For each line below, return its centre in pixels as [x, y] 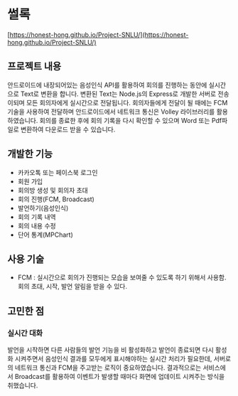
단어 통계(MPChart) [45, 235]
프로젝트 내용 [34, 66]
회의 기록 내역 [37, 217]
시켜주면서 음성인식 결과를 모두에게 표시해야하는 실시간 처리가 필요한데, [113, 359]
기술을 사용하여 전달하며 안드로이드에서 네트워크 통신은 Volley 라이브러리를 [111, 112]
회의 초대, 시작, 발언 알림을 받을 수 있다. [72, 287]
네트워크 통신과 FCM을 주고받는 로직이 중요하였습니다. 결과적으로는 [108, 368]
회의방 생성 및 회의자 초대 [53, 190]
